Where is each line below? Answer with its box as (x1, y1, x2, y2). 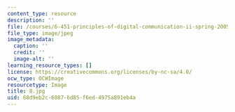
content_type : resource (7, 10, 77, 17)
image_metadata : (7, 36, 55, 43)
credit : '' (13, 49, 45, 56)
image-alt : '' (13, 56, 55, 63)
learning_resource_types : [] (7, 62, 92, 69)
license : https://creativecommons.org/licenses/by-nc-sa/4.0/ (7, 68, 192, 75)
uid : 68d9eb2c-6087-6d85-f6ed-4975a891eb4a (7, 95, 136, 102)
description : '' (7, 17, 55, 24)
